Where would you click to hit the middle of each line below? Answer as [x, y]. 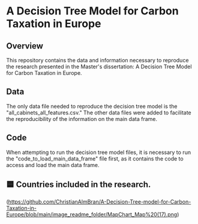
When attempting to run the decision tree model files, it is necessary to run [98, 152]
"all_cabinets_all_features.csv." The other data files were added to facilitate [99, 113]
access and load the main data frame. [53, 165]
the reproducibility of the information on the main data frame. [82, 119]
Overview [25, 46]
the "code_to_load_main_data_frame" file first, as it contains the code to [95, 158]
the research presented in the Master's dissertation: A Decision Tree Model [99, 66]
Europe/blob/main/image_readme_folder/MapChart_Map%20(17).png [92, 214]
